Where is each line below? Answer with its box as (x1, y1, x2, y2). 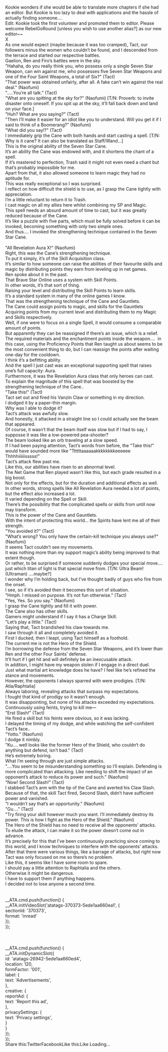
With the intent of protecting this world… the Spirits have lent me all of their (5, 517, 160, 523)
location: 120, (5, 961, 33, 967)
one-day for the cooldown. (5, 352, 61, 358)
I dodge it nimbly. (5, 737, 41, 743)
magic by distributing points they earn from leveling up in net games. (5, 266, 147, 272)
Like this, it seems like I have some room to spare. (5, 859, 108, 865)
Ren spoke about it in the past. (5, 272, 68, 277)
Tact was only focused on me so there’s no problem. (5, 854, 113, 860)
